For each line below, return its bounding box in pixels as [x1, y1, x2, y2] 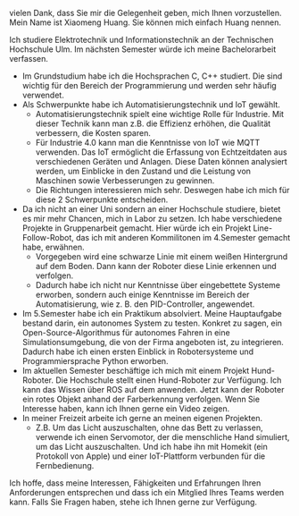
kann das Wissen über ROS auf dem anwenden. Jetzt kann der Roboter [21, 385, 285, 394]
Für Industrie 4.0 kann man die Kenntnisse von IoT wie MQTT [35, 138, 261, 148]
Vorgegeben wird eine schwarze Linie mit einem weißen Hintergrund [35, 251, 288, 262]
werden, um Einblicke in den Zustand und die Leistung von [35, 165, 252, 176]
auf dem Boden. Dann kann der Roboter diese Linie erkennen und [35, 261, 277, 271]
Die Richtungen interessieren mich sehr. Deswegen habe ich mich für [35, 185, 290, 195]
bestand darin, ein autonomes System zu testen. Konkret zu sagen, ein [21, 317, 283, 328]
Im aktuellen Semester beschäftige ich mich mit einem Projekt [21, 366, 250, 376]
